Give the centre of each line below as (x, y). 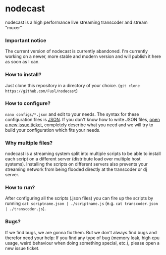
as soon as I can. (22, 62)
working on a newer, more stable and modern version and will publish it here (83, 56)
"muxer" (14, 27)
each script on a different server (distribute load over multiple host (73, 159)
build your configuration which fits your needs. (53, 130)
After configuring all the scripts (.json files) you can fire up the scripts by (79, 198)
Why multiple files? (29, 143)
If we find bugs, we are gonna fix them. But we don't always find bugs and (81, 232)
